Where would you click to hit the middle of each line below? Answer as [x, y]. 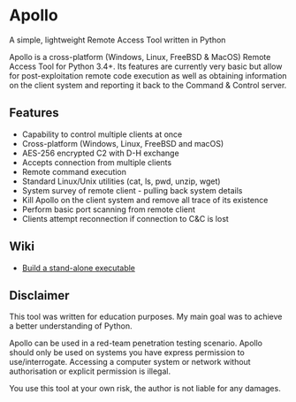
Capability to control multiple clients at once [102, 134]
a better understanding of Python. [71, 326]
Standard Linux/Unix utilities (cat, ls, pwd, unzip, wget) [121, 181]
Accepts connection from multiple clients [97, 162]
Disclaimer [39, 296]
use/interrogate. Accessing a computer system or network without [130, 362]
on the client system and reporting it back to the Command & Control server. [148, 85]
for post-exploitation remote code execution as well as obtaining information [148, 75]
